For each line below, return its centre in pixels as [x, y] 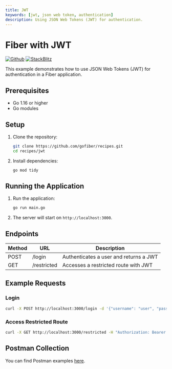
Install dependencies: [35, 161]
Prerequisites [27, 90]
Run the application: [34, 198]
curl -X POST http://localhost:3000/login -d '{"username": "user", [80, 309]
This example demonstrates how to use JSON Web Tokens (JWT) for [78, 69]
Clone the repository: [35, 137]
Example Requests [36, 283]
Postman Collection [37, 348]
